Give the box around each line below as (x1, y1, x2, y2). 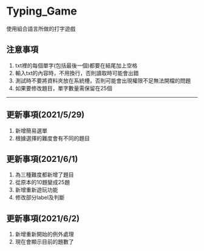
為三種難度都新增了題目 (15, 171, 74, 178)
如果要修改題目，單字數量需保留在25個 (15, 84, 112, 92)
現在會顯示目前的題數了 (15, 238, 74, 246)
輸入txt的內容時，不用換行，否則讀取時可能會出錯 (15, 69, 139, 76)
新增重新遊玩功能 (15, 186, 58, 193)
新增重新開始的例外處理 (15, 230, 74, 238)
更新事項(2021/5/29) (6, 110, 85, 120)
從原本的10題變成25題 (15, 179, 70, 186)
